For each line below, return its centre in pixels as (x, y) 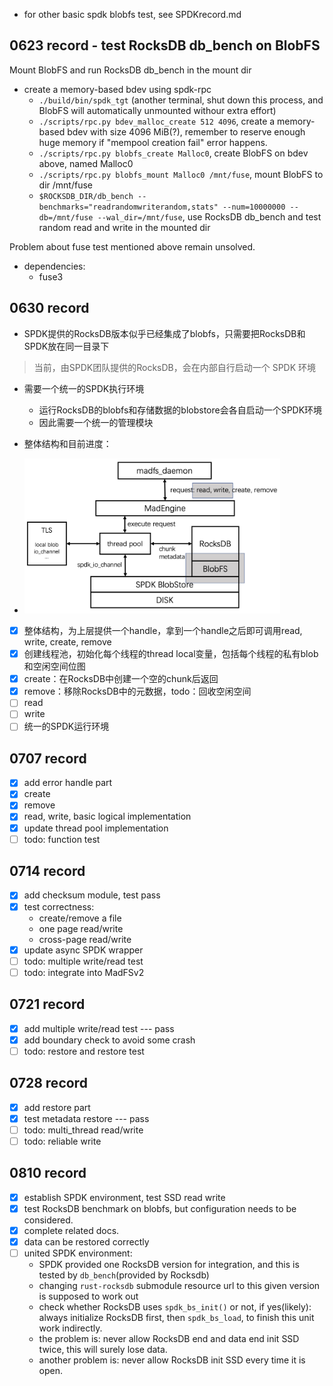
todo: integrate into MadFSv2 (84, 972)
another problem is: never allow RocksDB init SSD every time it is (172, 1360)
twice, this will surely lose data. (103, 1349)
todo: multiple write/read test (83, 961)
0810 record (48, 1173)
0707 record (48, 758)
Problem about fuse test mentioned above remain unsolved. (132, 246)
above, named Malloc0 (86, 163)
